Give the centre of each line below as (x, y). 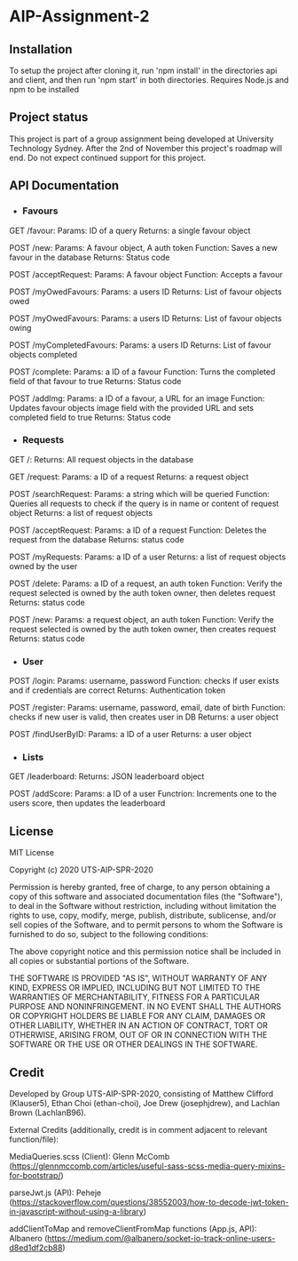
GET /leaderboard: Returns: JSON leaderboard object (107, 776)
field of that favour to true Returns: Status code (95, 381)
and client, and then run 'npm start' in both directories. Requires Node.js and (149, 80)
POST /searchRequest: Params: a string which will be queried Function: (140, 494)
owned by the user (43, 566)
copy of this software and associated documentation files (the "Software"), (146, 896)
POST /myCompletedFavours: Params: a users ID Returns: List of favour (141, 345)
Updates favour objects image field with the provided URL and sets (132, 407)
